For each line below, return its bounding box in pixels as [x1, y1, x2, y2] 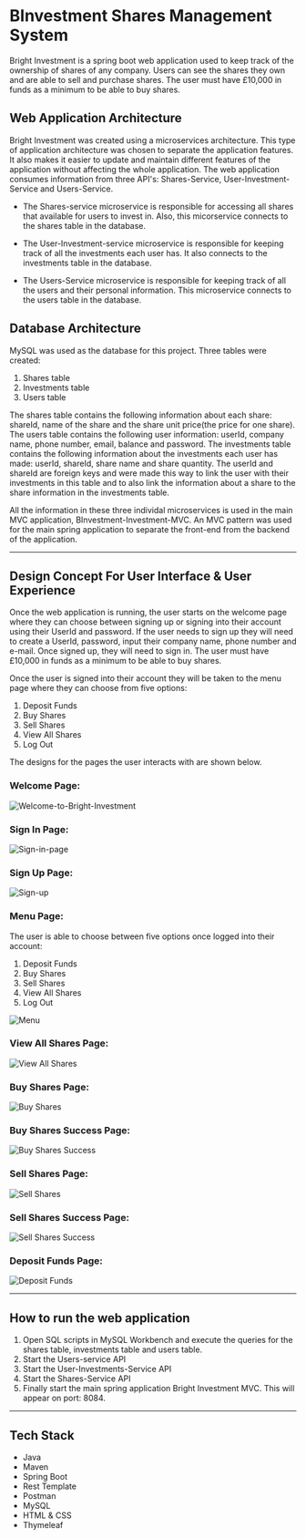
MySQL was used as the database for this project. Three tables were [9, 345, 267, 356]
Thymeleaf [22, 1519, 64, 1530]
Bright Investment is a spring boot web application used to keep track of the [9, 55, 294, 66]
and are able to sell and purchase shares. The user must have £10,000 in [9, 74, 282, 85]
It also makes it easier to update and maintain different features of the [9, 154, 271, 165]
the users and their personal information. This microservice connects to [22, 284, 291, 295]
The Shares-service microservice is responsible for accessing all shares [22, 201, 294, 212]
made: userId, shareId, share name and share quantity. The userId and [9, 458, 273, 469]
